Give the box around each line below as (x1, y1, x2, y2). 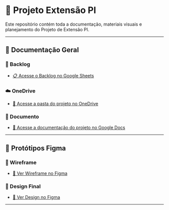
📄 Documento (5, 113, 39, 120)
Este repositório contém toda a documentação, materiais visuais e (5, 21, 142, 27)
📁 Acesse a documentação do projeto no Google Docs (12, 125, 126, 131)
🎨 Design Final (5, 183, 41, 190)
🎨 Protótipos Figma (5, 144, 66, 152)
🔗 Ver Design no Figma (12, 194, 60, 200)
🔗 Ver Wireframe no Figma (12, 170, 68, 176)
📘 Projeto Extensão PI (5, 5, 97, 16)
